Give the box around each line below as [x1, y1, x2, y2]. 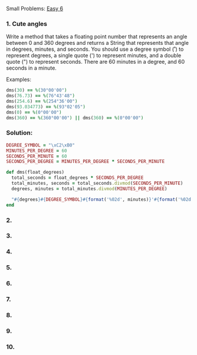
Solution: [6, 129, 33, 137]
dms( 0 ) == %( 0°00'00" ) [6, 109, 62, 115]
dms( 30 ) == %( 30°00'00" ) [6, 87, 67, 93]
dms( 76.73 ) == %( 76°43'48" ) [6, 93, 75, 99]
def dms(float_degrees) [6, 170, 65, 175]
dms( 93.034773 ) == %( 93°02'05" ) [6, 103, 86, 110]
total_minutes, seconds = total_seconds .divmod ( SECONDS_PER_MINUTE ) [11, 180, 183, 187]
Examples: [6, 76, 31, 83]
